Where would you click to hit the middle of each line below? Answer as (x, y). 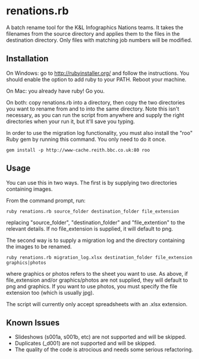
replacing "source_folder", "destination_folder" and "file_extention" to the (96, 222)
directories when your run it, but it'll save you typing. (71, 121)
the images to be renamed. (39, 246)
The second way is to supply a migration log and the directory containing (96, 240)
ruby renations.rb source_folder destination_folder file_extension (93, 211)
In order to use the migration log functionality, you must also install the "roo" (99, 133)
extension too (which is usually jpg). (50, 292)
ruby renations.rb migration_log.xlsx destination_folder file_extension (99, 257)
